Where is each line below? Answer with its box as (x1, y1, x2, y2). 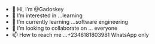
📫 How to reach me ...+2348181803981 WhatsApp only (11, 32, 149, 38)
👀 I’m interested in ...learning (11, 12, 83, 19)
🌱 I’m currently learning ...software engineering (11, 18, 129, 25)
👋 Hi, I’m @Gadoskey (11, 6, 64, 12)
